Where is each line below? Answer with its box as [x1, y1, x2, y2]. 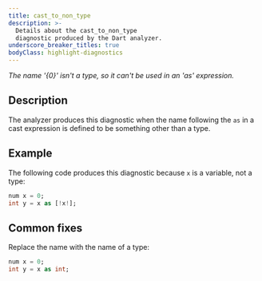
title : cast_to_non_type [8, 11, 91, 20]
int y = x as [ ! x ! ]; [8, 199, 77, 208]
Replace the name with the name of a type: [8, 243, 150, 252]
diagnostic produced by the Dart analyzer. [15, 34, 162, 42]
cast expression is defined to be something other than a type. [8, 123, 211, 133]
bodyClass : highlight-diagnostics [8, 49, 124, 57]
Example [8, 147, 53, 160]
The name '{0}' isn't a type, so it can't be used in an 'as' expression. [8, 71, 234, 80]
